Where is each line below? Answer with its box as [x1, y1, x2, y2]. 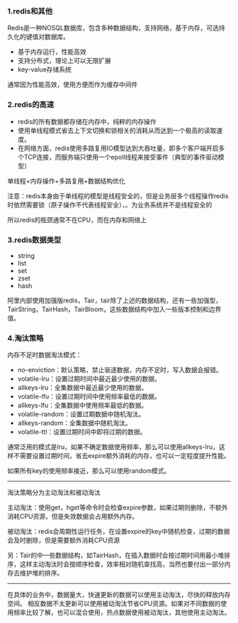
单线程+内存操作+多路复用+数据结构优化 [7, 176, 125, 185]
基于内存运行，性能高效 [17, 47, 86, 56]
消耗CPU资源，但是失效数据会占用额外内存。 [7, 512, 139, 521]
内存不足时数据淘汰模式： [7, 350, 82, 359]
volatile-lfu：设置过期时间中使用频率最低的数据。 [17, 392, 161, 401]
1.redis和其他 [7, 6, 53, 16]
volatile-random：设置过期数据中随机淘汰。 [17, 410, 145, 418]
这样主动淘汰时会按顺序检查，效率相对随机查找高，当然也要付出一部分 [19, 560, 225, 568]
